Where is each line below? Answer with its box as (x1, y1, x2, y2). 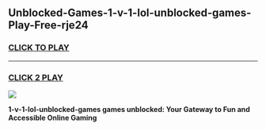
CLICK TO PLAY (8, 43, 70, 54)
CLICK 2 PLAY (8, 72, 63, 83)
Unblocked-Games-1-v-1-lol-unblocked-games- (8, 6, 252, 20)
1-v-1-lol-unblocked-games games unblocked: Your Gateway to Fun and (8, 104, 251, 113)
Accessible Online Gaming (8, 113, 97, 122)
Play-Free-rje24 (8, 19, 89, 32)
